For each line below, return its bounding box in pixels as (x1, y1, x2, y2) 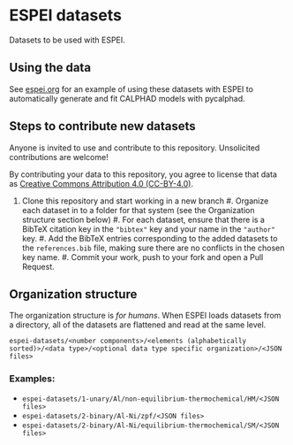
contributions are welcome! (9, 151, 109, 162)
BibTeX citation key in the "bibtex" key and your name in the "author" (21, 223, 275, 234)
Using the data (9, 60, 91, 75)
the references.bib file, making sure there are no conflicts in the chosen (21, 242, 285, 253)
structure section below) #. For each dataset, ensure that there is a (21, 214, 265, 225)
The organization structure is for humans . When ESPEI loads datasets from (9, 311, 282, 321)
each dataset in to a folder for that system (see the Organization (21, 204, 255, 215)
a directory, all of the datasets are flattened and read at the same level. (9, 319, 267, 330)
